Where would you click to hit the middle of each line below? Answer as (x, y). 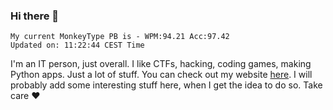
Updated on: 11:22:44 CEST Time (77, 45)
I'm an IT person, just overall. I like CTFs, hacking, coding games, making (161, 64)
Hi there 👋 (35, 16)
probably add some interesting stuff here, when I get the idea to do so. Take (166, 85)
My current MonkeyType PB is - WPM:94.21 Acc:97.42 (120, 37)
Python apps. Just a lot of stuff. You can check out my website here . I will (161, 75)
